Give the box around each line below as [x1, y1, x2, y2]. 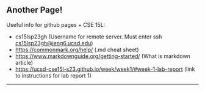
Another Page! [6, 5, 63, 15]
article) [15, 59, 34, 66]
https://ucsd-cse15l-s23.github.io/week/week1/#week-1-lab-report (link [15, 65, 195, 73]
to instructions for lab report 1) [15, 71, 92, 79]
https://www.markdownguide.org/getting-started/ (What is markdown [15, 52, 191, 60]
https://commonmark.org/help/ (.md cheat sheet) [15, 46, 139, 53]
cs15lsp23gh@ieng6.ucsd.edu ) [15, 39, 93, 46]
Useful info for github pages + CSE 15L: [6, 21, 106, 28]
